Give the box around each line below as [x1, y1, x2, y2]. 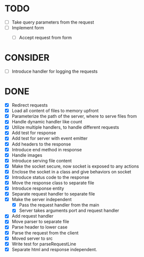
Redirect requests [11, 102, 48, 108]
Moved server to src [11, 235, 53, 241]
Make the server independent [11, 197, 72, 202]
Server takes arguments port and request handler [19, 207, 119, 214]
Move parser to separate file [11, 219, 69, 225]
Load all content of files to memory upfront [11, 108, 99, 114]
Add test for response [11, 130, 56, 136]
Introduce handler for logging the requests [11, 68, 98, 74]
